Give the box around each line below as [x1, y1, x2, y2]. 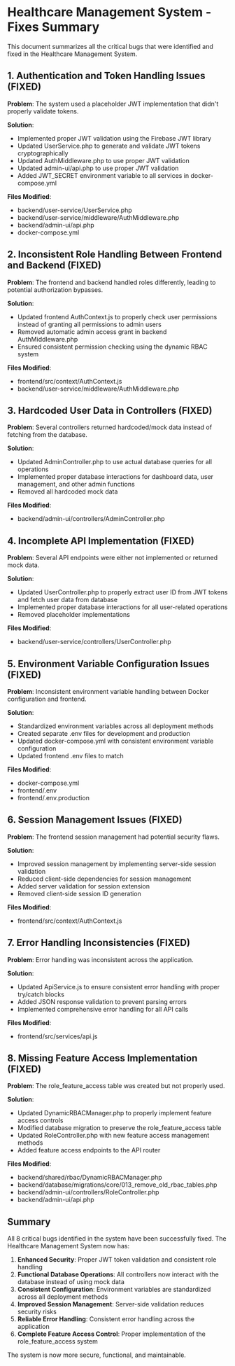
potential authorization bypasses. [7, 285, 104, 294]
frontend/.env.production [17, 794, 90, 802]
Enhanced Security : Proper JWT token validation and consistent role [17, 1255, 217, 1264]
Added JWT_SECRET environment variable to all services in [17, 171, 190, 179]
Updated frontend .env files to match [17, 752, 124, 760]
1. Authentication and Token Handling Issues [7, 70, 206, 82]
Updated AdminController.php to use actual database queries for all [17, 458, 212, 466]
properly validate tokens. [7, 106, 79, 116]
